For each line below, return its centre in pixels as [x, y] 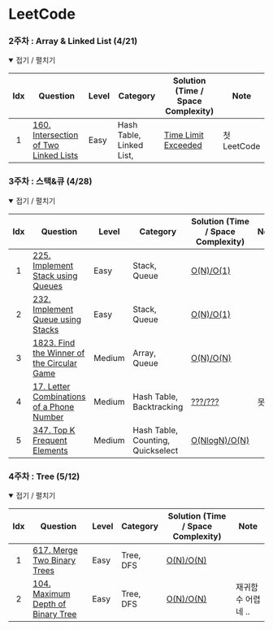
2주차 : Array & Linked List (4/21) [73, 41]
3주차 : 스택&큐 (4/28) [50, 181]
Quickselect [156, 450]
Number [48, 417]
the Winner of [58, 353]
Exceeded [183, 146]
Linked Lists [55, 155]
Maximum [51, 594]
